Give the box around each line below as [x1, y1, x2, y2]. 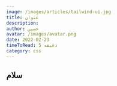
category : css [6, 48, 42, 54]
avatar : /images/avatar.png [6, 31, 77, 37]
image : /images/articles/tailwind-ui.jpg [6, 8, 112, 15]
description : [6, 20, 39, 26]
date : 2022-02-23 [6, 37, 50, 43]
